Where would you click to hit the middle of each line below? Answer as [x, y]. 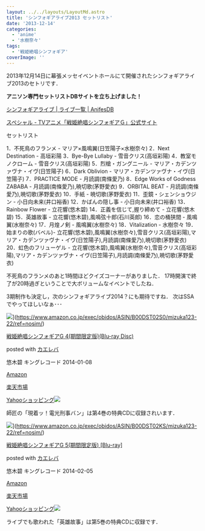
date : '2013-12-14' [31, 23]
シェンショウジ [177, 194]
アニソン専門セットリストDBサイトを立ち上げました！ [74, 96]
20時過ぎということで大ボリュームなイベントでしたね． [87, 283]
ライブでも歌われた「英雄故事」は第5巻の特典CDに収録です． [84, 522]
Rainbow [17, 209]
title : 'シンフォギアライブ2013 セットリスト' [59, 18]
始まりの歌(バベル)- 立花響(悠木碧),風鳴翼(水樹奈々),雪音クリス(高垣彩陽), [99, 232]
